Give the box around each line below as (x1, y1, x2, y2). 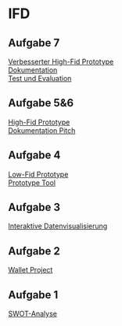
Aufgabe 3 (8, 201, 61, 214)
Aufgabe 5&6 (8, 96, 74, 110)
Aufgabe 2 (8, 244, 61, 257)
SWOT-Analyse (8, 309, 57, 319)
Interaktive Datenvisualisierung (8, 221, 108, 231)
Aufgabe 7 (8, 36, 60, 50)
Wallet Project (8, 265, 53, 275)
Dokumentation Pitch (8, 125, 76, 135)
